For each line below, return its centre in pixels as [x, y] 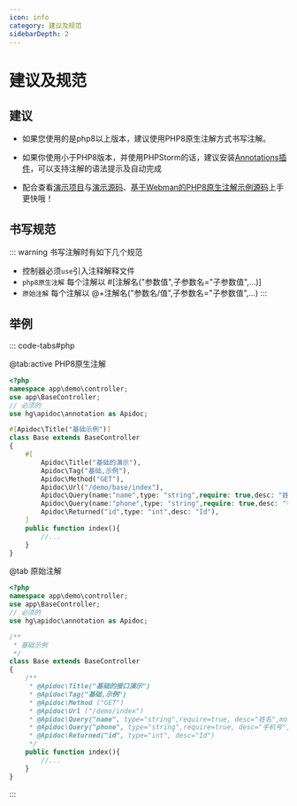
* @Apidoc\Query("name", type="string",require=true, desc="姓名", [154, 719]
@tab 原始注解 [35, 571]
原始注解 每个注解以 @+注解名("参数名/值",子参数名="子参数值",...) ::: [145, 293]
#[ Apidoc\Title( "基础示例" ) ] [60, 430]
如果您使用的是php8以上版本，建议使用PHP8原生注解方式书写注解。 [146, 139]
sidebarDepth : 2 [39, 34]
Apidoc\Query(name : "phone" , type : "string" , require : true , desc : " [164, 504]
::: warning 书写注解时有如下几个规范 [76, 252]
